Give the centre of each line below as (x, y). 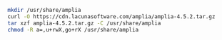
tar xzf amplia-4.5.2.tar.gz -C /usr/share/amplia (84, 23)
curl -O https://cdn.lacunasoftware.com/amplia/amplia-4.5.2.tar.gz (111, 16)
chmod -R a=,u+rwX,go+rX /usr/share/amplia (73, 29)
